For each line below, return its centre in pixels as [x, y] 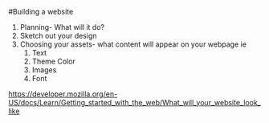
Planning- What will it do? [62, 27]
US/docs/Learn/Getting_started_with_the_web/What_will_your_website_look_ [134, 102]
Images [44, 70]
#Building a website [41, 12]
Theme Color [54, 61]
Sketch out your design [59, 36]
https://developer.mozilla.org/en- [63, 94]
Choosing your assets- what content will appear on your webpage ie [133, 44]
